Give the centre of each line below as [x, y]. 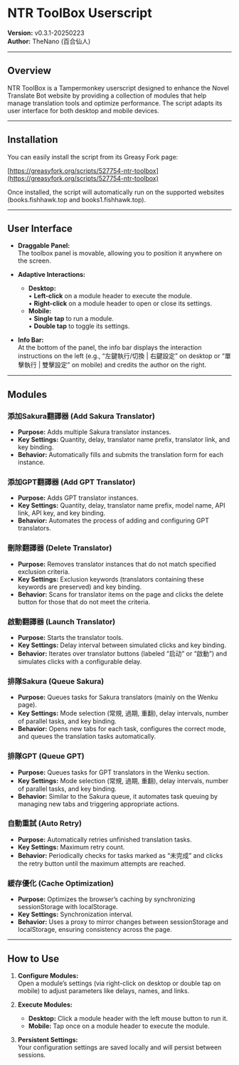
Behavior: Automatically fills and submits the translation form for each [121, 455]
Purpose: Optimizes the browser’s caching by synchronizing [106, 899]
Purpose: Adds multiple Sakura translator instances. [94, 432]
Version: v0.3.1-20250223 [46, 33]
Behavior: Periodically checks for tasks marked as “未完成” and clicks [120, 855]
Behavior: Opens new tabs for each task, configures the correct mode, [122, 729]
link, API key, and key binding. [62, 513]
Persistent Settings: [48, 1039]
